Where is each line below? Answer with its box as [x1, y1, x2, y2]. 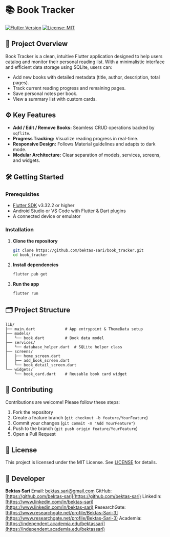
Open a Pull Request [12, 431, 56, 437]
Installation [5, 226, 34, 233]
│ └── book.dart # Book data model [5, 335, 104, 341]
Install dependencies [12, 262, 59, 268]
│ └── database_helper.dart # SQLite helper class [5, 344, 123, 349]
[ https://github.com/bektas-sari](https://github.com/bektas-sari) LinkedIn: [5, 493, 162, 499]
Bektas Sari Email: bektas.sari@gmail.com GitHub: [5, 488, 112, 494]
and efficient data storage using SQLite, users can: [5, 64, 113, 70]
